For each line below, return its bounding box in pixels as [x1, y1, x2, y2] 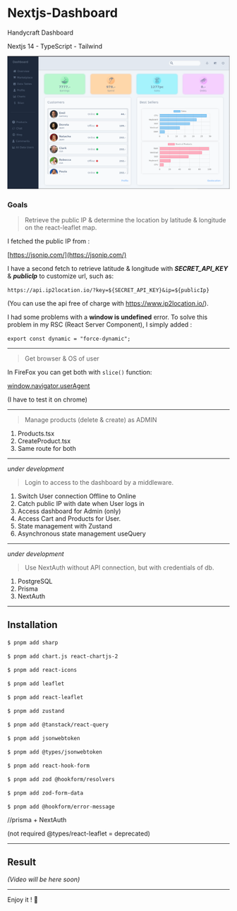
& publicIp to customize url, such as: [7, 272, 114, 280]
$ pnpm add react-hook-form [7, 762, 90, 769]
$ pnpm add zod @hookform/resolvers [7, 776, 115, 783]
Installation [7, 619, 58, 631]
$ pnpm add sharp [7, 639, 59, 646]
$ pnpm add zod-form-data [7, 789, 83, 797]
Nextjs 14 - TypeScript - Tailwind [7, 42, 103, 50]
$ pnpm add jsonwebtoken [7, 735, 80, 742]
